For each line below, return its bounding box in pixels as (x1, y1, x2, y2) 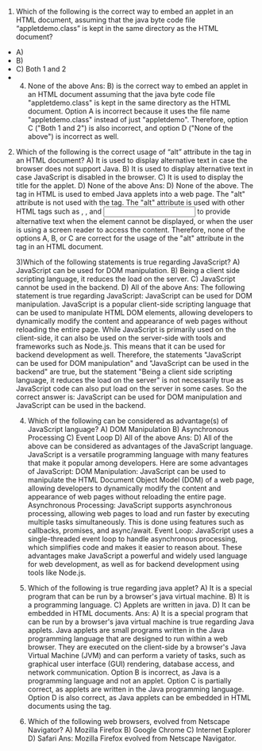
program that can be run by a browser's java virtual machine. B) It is (27, 591, 250, 601)
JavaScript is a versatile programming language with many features (27, 450, 249, 459)
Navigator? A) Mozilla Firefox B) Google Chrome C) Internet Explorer (27, 726, 252, 734)
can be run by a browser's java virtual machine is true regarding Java (27, 617, 254, 626)
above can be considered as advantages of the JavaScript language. (27, 441, 253, 451)
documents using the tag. (27, 702, 112, 711)
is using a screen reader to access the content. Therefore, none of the (15, 225, 246, 234)
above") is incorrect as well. (27, 132, 119, 141)
